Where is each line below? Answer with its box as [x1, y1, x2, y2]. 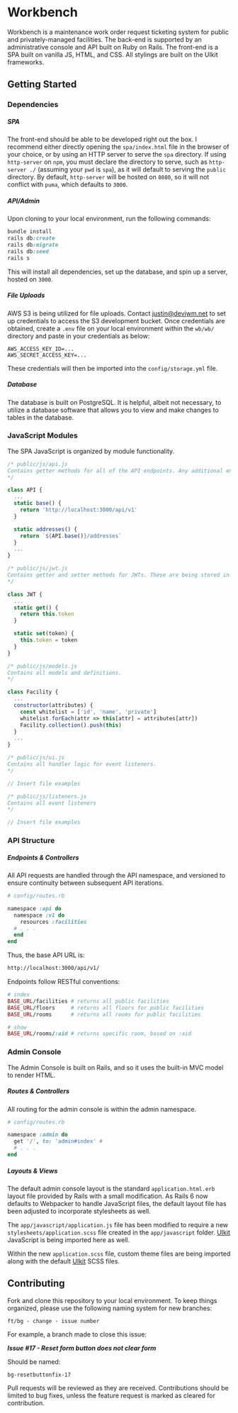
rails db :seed [7, 247, 50, 255]
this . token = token [20, 637, 78, 644]
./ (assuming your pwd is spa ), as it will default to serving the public [29, 165, 227, 174]
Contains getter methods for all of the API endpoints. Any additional [7, 467, 223, 474]
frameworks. [7, 57, 45, 66]
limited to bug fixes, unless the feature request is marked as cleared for [7, 1391, 216, 1400]
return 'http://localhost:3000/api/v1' [20, 506, 138, 514]
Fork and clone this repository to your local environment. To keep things [7, 1296, 217, 1305]
